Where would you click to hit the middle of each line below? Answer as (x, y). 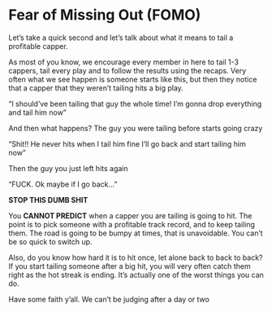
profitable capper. (38, 46)
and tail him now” (37, 112)
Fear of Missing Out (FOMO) (105, 15)
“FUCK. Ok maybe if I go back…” (63, 184)
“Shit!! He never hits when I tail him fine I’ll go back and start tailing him (127, 143)
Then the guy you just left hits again (68, 168)
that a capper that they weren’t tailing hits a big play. (96, 88)
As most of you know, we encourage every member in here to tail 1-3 (124, 62)
